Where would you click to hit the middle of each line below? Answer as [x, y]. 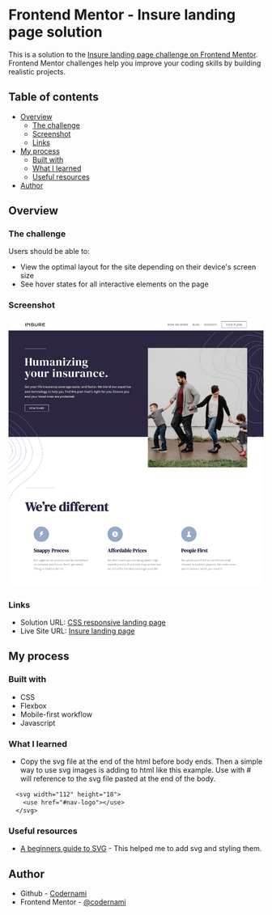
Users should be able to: [49, 252]
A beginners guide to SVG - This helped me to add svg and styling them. [141, 849]
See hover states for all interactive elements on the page [114, 284]
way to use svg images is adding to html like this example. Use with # [136, 769]
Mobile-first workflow [56, 714]
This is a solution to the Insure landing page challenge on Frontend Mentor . [133, 54]
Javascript [38, 722]
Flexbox [33, 705]
